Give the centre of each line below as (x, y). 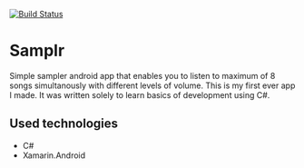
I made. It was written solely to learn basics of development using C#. (140, 94)
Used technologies (64, 124)
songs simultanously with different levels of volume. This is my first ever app (152, 85)
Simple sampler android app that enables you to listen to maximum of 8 (142, 75)
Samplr (37, 51)
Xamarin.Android (54, 155)
